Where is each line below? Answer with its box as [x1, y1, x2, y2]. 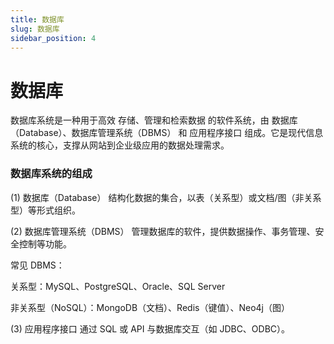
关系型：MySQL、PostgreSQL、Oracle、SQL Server [10, 280, 226, 292]
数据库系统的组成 [10, 167, 93, 181]
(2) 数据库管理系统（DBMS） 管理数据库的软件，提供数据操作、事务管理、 [10, 225, 316, 237]
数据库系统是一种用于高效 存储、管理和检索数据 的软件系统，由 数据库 [10, 114, 298, 126]
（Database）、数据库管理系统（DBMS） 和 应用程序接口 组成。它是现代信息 [10, 127, 324, 139]
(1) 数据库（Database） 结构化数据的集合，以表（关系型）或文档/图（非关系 [10, 191, 322, 203]
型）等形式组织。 [10, 204, 81, 216]
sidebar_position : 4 [10, 33, 97, 43]
